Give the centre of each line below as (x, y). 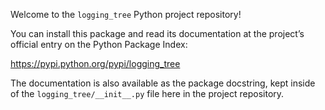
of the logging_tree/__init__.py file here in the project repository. (147, 93)
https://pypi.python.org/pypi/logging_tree (95, 63)
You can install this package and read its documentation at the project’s (157, 33)
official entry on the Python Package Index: (99, 44)
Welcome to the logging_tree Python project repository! (126, 14)
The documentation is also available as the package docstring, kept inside (163, 83)
